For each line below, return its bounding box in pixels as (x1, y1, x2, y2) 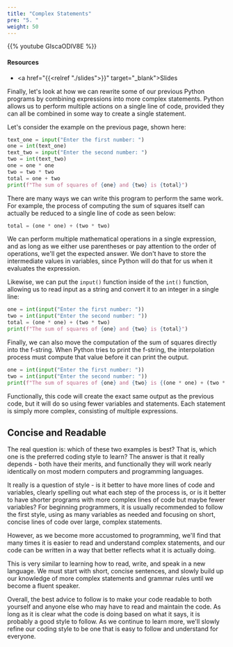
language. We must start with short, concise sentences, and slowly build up (7, 567, 224, 575)
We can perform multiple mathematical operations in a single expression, (7, 234, 217, 243)
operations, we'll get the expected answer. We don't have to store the (7, 250, 207, 258)
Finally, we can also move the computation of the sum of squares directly (7, 338, 217, 346)
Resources (7, 58, 40, 66)
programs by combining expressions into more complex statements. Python (7, 95, 224, 103)
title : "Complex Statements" (7, 10, 92, 17)
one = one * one (7, 162, 54, 169)
